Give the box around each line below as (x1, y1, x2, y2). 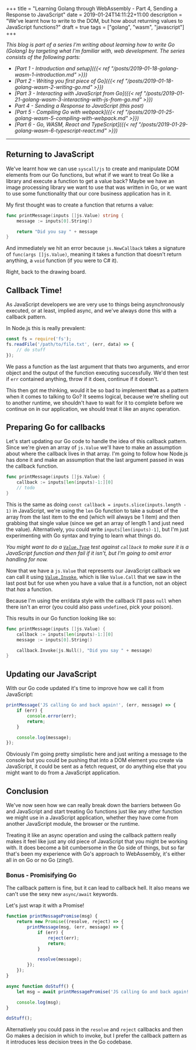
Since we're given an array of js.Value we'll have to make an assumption (6, 444, 182, 451)
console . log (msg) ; (16, 999, 61, 1006)
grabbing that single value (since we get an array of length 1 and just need (6, 519, 184, 526)
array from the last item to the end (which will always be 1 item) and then (6, 513, 181, 520)
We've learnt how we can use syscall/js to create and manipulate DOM (6, 165, 180, 172)
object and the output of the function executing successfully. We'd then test (6, 369, 188, 376)
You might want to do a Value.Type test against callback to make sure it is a (6, 543, 189, 550)
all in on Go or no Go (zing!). (6, 857, 74, 864)
